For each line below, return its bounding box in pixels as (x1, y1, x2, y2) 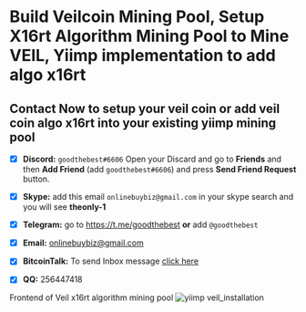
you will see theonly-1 (22, 202, 107, 213)
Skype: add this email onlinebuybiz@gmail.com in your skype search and (22, 192, 294, 203)
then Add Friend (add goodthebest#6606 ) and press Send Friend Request (22, 164, 297, 175)
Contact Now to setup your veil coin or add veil (9, 100, 280, 116)
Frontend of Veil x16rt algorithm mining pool (9, 292, 174, 303)
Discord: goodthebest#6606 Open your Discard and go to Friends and (22, 153, 282, 164)
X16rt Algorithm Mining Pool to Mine (9, 26, 290, 47)
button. (22, 173, 50, 184)
